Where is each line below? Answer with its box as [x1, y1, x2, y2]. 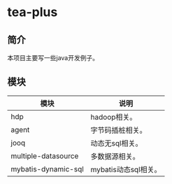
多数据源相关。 [90, 151, 140, 161]
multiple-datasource [10, 151, 79, 161]
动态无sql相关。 [90, 138, 143, 148]
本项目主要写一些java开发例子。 [7, 54, 99, 62]
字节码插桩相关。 [90, 125, 147, 135]
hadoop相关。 [90, 112, 137, 122]
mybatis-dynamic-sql [10, 164, 84, 174]
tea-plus [7, 4, 58, 20]
